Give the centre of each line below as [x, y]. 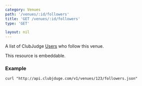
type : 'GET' [17, 23]
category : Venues [23, 10]
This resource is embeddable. [35, 56]
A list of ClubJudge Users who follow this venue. [55, 46]
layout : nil [17, 32]
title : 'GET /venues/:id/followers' [43, 19]
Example [16, 68]
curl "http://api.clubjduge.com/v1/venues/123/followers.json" [71, 79]
